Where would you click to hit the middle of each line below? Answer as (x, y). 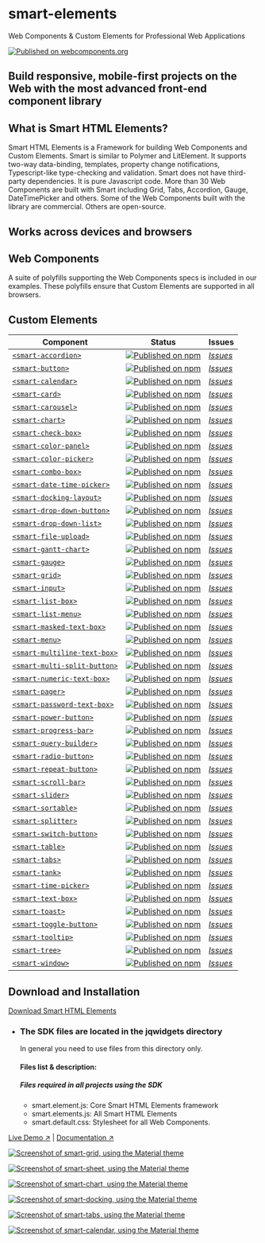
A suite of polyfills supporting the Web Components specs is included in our (132, 278)
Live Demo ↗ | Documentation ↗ (61, 1137)
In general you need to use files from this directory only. (111, 1049)
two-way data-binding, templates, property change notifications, (114, 165)
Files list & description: (58, 1066)
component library (55, 101)
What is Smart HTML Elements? (88, 128)
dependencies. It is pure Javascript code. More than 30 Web (127, 181)
